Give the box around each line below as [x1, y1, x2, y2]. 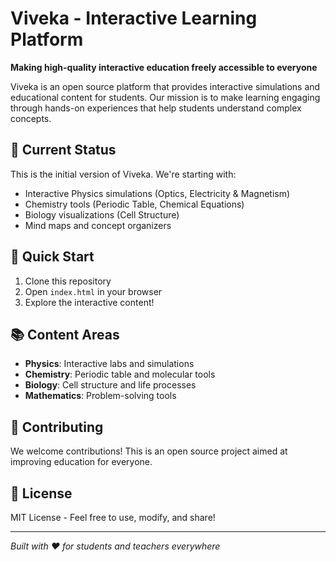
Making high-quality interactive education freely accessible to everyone [10, 61, 318, 73]
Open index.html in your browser [24, 285, 163, 297]
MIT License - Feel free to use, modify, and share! [10, 512, 216, 523]
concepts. [10, 112, 52, 124]
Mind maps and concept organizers [24, 219, 172, 231]
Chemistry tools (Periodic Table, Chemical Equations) [24, 198, 245, 210]
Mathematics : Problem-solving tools [24, 390, 177, 402]
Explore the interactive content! [24, 296, 155, 308]
